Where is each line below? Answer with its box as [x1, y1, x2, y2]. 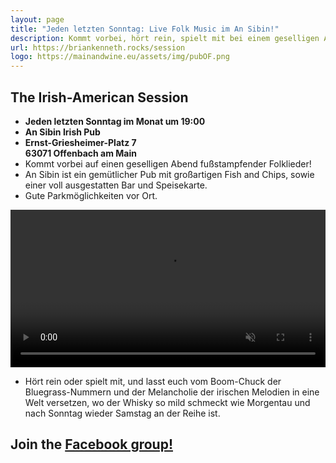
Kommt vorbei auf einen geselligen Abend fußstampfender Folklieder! [24, 157, 312, 170]
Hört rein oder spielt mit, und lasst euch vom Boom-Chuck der [24, 375, 282, 387]
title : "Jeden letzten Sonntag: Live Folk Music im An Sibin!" [10, 24, 280, 34]
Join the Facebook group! [10, 436, 173, 453]
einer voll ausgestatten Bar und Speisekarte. [24, 179, 208, 191]
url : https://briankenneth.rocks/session [10, 42, 186, 53]
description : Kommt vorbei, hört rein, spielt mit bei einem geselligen [10, 33, 320, 43]
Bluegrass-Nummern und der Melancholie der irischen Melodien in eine [24, 386, 320, 398]
